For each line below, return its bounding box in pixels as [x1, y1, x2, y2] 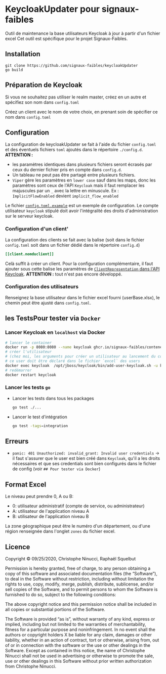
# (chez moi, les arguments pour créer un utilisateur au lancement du [5, 354, 156, 359]
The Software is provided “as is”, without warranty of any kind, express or [5, 616, 156, 622]
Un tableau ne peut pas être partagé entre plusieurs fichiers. [12, 172, 136, 178]
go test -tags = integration [12, 423, 68, 428]
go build [5, 67, 23, 72]
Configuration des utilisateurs [5, 283, 79, 290]
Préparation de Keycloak [5, 81, 83, 90]
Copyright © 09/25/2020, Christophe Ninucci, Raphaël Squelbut [5, 556, 136, 562]
